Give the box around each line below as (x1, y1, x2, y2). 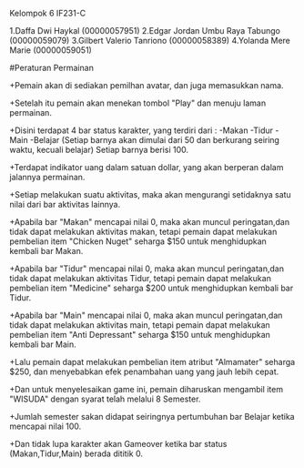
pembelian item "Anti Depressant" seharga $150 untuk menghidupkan (9, 330, 271, 340)
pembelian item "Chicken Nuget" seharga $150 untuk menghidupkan (9, 236, 267, 247)
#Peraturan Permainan (9, 63, 94, 73)
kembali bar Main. (9, 339, 77, 350)
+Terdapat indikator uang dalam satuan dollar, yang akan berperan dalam (9, 162, 284, 172)
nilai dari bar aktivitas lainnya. (9, 199, 121, 209)
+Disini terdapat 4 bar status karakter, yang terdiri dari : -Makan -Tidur (9, 125, 274, 136)
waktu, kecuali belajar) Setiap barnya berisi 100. (9, 145, 189, 155)
